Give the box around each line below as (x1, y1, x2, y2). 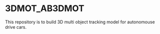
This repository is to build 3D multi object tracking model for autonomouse (5, 19, 155, 25)
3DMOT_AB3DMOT (5, 3, 85, 14)
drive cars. (5, 24, 27, 30)
